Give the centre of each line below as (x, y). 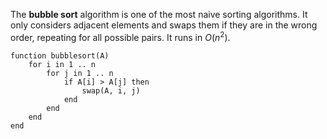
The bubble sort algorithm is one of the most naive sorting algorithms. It (159, 14)
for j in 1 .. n (80, 73)
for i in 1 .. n (62, 64)
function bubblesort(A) (60, 55)
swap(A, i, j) (111, 90)
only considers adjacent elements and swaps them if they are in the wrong (164, 25)
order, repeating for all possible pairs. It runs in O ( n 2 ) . (120, 36)
